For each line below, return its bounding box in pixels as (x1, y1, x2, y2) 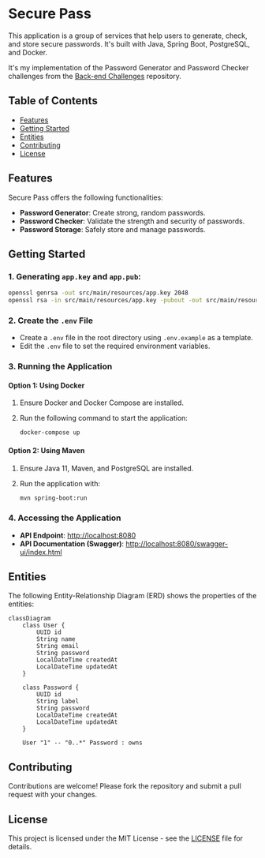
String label (36, 698, 80, 706)
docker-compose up (19, 429, 80, 436)
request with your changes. (8, 790, 97, 800)
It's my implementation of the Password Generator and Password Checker (8, 62, 249, 72)
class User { (22, 621, 65, 630)
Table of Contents (8, 94, 99, 107)
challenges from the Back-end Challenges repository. (8, 71, 181, 81)
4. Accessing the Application (8, 512, 121, 523)
